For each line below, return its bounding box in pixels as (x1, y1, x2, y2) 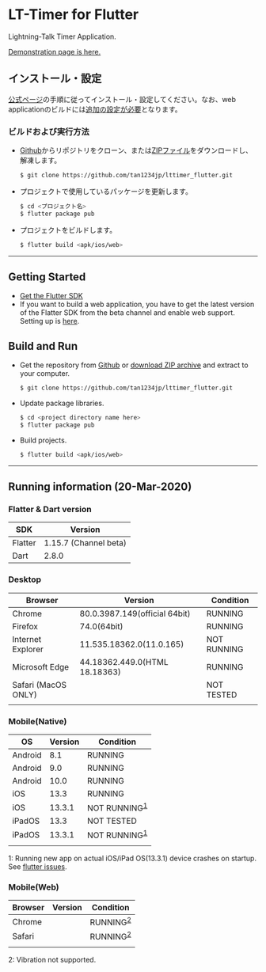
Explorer (12, 644, 44, 655)
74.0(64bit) (79, 621, 123, 632)
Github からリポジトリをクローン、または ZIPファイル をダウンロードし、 (19, 146, 253, 155)
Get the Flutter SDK (19, 291, 83, 301)
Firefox (12, 621, 38, 632)
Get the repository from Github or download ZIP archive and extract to (19, 360, 249, 370)
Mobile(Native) (8, 716, 67, 727)
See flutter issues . (8, 861, 67, 871)
